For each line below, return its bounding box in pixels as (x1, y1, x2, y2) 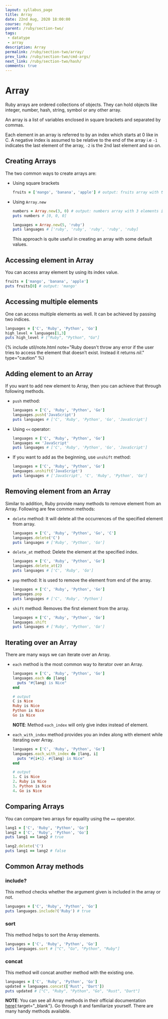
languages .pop (12, 591, 42, 597)
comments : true (5, 63, 37, 68)
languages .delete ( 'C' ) (12, 535, 60, 540)
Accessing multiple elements (5, 297, 98, 306)
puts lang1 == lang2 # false (5, 848, 66, 854)
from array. (12, 521, 36, 527)
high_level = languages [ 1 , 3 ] (5, 330, 66, 335)
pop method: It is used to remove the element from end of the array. (12, 577, 152, 583)
